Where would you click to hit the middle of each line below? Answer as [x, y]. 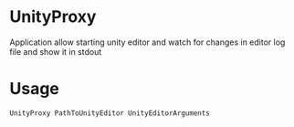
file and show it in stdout [56, 51]
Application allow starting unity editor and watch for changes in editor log [147, 42]
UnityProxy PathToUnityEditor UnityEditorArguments [110, 113]
